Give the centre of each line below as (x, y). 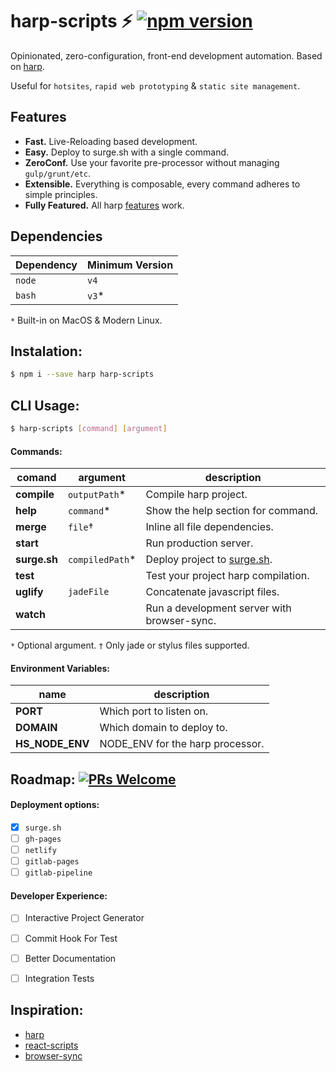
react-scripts (51, 1045)
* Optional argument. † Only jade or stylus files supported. (130, 645)
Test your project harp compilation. (227, 576)
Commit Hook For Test (71, 938)
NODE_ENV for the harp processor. (182, 744)
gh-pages (43, 839)
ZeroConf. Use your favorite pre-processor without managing (152, 162)
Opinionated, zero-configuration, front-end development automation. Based (166, 55)
